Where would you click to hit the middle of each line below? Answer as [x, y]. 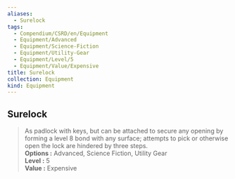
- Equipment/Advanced [45, 40]
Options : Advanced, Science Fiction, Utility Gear [96, 153]
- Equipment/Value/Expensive [56, 66]
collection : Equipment [40, 79]
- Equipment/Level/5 [44, 60]
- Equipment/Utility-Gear [52, 53]
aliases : [20, 14]
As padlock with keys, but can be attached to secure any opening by [124, 131]
